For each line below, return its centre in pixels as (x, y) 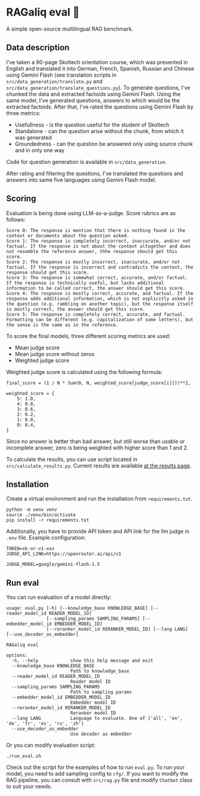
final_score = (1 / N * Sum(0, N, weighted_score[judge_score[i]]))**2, (99, 383)
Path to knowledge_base (100, 671)
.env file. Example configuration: (46, 538)
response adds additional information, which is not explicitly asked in (100, 298)
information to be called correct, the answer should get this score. (96, 288)
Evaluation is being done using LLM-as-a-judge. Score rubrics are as (91, 213)
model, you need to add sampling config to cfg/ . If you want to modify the (97, 774)
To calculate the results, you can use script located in (72, 459)
